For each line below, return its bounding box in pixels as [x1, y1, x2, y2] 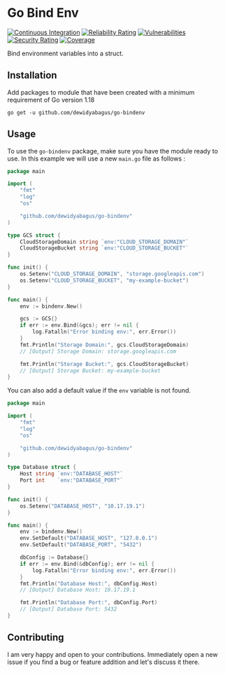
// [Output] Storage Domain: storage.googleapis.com [20, 348, 177, 355]
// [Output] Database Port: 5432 [20, 606, 117, 613]
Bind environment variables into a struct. [7, 49, 124, 57]
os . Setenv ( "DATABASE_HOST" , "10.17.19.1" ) [20, 503, 145, 510]
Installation [7, 69, 57, 81]
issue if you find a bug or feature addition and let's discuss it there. [7, 658, 201, 666]
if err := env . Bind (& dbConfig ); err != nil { [20, 560, 155, 567]
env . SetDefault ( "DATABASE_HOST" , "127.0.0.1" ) [20, 535, 158, 542]
